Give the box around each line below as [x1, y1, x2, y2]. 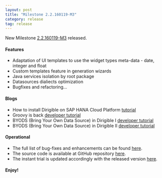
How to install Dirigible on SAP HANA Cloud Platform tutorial [12, 106, 136, 112]
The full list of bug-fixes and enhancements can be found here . [12, 145, 143, 151]
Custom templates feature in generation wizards [12, 68, 112, 74]
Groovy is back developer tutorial [12, 112, 81, 118]
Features [5, 46, 24, 52]
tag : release [5, 21, 32, 26]
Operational [5, 134, 30, 140]
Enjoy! [5, 167, 19, 173]
